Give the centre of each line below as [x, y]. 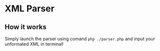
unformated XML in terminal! [34, 44]
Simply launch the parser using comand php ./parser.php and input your [80, 39]
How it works [26, 27]
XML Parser [30, 9]
